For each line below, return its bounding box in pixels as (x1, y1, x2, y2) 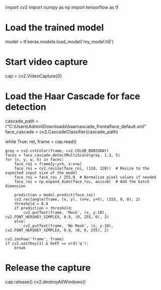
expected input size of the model (5, 170, 78, 176)
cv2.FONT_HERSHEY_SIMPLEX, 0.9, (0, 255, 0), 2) (5, 214, 109, 219)
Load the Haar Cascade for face (5, 91, 140, 102)
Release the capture (5, 262, 91, 273)
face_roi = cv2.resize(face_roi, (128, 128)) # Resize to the (14, 166, 150, 171)
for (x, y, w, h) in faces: (5, 157, 64, 162)
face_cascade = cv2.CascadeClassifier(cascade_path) (5, 129, 118, 135)
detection (5, 101, 46, 113)
